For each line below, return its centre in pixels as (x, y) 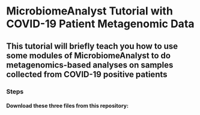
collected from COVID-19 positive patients (87, 74)
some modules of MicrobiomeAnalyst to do (89, 55)
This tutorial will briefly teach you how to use (92, 46)
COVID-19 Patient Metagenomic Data (100, 24)
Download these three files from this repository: (68, 106)
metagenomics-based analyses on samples (90, 65)
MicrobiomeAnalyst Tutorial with (89, 11)
